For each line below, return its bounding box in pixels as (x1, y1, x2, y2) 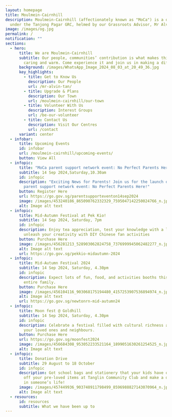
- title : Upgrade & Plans (24, 88, 79, 94)
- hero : (10, 46, 27, 51)
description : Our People (28, 79, 81, 84)
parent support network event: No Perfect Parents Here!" (24, 184, 150, 189)
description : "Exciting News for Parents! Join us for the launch (18, 179, 164, 185)
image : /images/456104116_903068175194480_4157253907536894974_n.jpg (18, 289, 170, 294)
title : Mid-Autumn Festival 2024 (18, 260, 91, 266)
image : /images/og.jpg (5, 27, 54, 32)
